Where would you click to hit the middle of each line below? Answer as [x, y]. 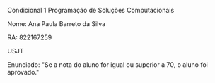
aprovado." [23, 72]
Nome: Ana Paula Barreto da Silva [57, 24]
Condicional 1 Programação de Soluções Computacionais [91, 10]
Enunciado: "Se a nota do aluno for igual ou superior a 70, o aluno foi [108, 65]
